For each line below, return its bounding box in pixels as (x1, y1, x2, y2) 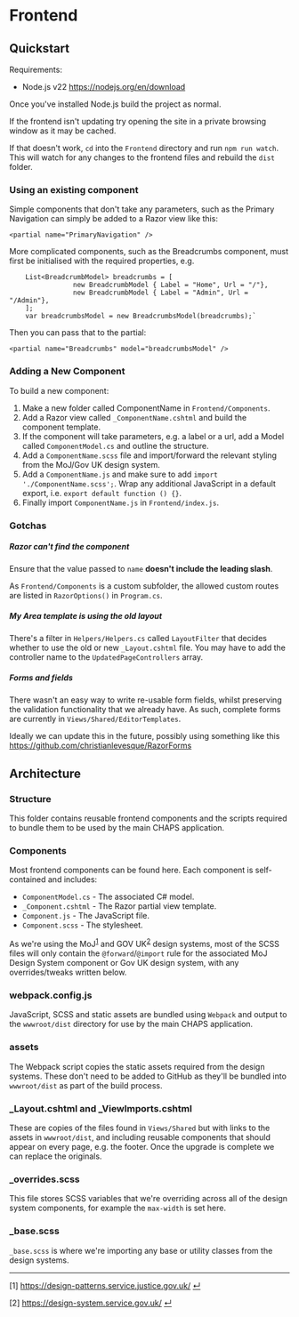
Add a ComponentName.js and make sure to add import (21, 469, 218, 479)
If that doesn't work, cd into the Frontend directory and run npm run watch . (9, 143, 279, 153)
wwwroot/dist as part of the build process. (9, 1080, 163, 1090)
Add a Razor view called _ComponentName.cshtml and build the (21, 412, 247, 422)
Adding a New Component (9, 365, 125, 378)
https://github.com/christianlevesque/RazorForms (9, 740, 192, 751)
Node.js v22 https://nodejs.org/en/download (21, 82, 186, 92)
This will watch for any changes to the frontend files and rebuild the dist (9, 152, 276, 163)
